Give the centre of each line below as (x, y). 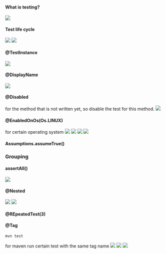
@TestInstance (21, 52)
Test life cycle (20, 29)
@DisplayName (22, 75)
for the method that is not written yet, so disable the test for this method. (80, 109)
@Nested (15, 191)
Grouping (17, 156)
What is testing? (22, 7)
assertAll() (16, 168)
